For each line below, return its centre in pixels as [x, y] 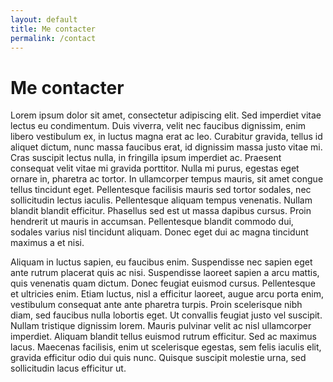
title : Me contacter [53, 29]
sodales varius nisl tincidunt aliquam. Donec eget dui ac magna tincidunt [159, 232]
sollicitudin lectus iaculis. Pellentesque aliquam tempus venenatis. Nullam [161, 200]
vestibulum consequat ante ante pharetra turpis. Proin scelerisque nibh [156, 305]
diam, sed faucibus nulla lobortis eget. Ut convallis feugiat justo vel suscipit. [166, 315]
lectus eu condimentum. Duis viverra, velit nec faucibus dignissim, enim [158, 126]
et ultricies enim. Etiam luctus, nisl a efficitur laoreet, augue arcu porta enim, [167, 294]
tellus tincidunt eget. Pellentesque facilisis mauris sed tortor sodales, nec [161, 190]
